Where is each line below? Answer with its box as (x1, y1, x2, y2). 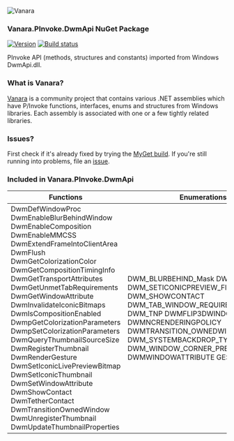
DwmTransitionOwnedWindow (10, 405, 110, 414)
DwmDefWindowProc (10, 204, 81, 214)
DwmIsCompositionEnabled (10, 309, 102, 319)
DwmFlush (10, 248, 46, 257)
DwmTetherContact (10, 396, 75, 406)
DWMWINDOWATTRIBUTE (127, 352, 215, 362)
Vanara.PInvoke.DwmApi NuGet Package (7, 24, 150, 33)
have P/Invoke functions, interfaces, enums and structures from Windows (7, 101, 219, 110)
